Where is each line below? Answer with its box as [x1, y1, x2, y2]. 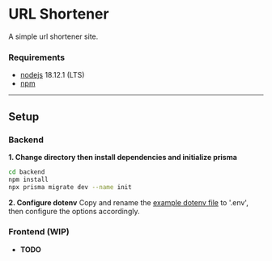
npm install [8, 175, 49, 183]
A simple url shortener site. [8, 32, 99, 41]
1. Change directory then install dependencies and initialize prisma [8, 152, 237, 162]
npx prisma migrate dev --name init [8, 183, 132, 191]
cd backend [8, 167, 45, 176]
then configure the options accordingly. [8, 206, 140, 216]
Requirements [8, 52, 66, 63]
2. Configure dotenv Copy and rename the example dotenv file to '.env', [8, 197, 249, 207]
